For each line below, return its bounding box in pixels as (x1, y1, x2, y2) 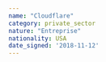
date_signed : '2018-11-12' (8, 42, 100, 50)
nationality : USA (8, 34, 67, 43)
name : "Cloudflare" (8, 11, 74, 20)
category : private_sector (8, 19, 95, 27)
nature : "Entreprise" (8, 27, 82, 35)
